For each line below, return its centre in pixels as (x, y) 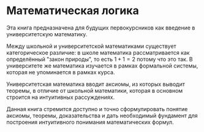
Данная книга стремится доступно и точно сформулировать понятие (97, 109)
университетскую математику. (47, 34)
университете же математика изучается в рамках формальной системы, (102, 66)
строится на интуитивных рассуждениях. (61, 97)
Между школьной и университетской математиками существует (91, 46)
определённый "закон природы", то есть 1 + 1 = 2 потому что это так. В (100, 59)
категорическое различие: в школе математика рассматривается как (98, 52)
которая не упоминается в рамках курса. (61, 72)
